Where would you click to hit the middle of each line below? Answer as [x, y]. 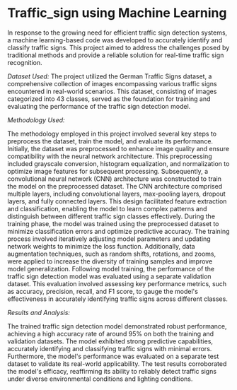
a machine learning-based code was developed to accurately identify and [115, 40]
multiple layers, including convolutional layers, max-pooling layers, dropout [117, 194]
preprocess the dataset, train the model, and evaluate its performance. [110, 141]
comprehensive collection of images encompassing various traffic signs [112, 83]
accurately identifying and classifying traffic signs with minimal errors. [110, 348]
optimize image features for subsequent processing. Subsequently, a [108, 171]
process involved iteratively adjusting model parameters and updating [109, 239]
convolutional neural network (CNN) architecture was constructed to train [114, 179]
